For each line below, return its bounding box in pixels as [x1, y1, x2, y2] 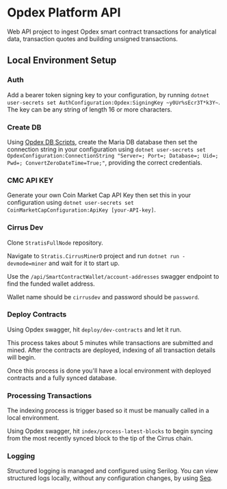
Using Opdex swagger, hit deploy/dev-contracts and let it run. [7, 325, 182, 334]
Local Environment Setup [7, 55, 117, 66]
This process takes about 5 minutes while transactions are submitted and [7, 338, 213, 347]
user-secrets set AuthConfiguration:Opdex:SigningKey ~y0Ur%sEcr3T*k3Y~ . [7, 98, 221, 106]
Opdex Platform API [7, 5, 121, 21]
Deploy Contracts [7, 310, 67, 319]
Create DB [7, 122, 42, 131]
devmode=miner [7, 260, 48, 267]
